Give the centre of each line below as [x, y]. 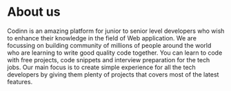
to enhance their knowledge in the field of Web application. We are [102, 38]
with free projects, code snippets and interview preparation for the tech [109, 60]
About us [34, 12]
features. [20, 81]
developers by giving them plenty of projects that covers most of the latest [113, 74]
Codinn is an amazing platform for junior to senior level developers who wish [116, 31]
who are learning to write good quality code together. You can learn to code [115, 53]
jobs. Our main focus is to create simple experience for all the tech [102, 67]
